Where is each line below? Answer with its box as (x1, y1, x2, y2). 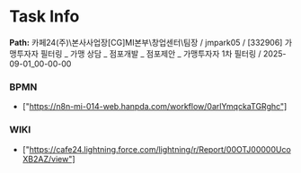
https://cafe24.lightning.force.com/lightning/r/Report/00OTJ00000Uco (29, 143, 292, 154)
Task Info (9, 6, 80, 27)
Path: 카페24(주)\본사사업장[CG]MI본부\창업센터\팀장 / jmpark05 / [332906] (9, 37, 283, 48)
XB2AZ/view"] (22, 153, 75, 164)
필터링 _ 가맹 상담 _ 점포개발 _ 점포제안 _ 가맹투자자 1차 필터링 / (40, 48, 262, 59)
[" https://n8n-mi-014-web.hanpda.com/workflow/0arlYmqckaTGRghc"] (22, 101, 288, 112)
